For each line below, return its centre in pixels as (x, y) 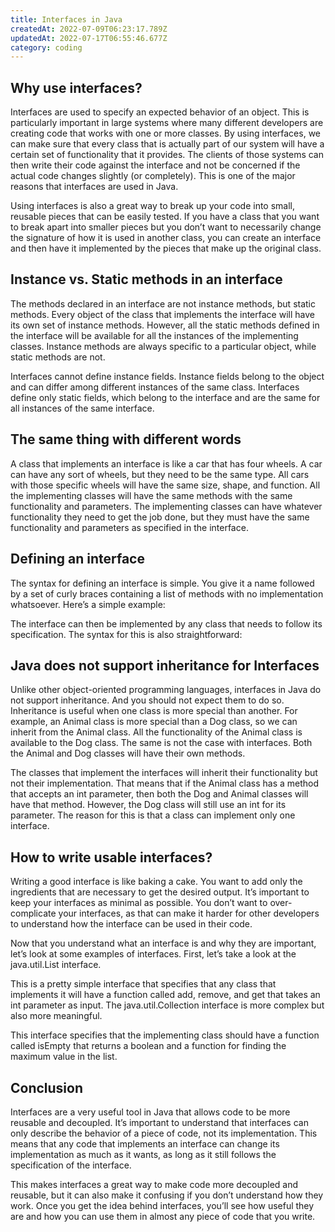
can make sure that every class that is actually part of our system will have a (167, 144)
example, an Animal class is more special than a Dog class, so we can (154, 722)
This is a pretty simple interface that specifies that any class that (143, 984)
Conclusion (47, 1087)
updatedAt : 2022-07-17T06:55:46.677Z (89, 38)
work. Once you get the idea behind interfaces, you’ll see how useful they (162, 1205)
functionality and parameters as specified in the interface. (129, 527)
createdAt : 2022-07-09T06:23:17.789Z (89, 29)
